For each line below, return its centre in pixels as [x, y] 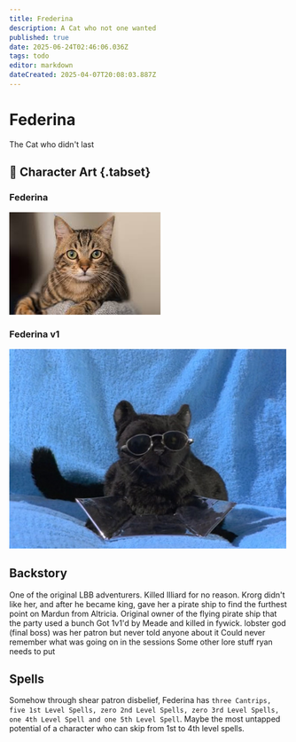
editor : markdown [41, 66]
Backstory [39, 573]
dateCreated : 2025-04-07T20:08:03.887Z [83, 75]
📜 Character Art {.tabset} [80, 172]
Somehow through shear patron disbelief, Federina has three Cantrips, [140, 700]
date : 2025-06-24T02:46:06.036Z [69, 47]
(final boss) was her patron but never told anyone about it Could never [137, 632]
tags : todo [29, 56]
